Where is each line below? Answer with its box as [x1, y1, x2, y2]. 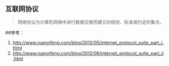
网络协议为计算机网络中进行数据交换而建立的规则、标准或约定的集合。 [17, 19, 164, 25]
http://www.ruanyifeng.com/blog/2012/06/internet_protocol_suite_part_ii [12, 50, 164, 56]
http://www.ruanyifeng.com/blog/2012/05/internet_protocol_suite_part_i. [12, 39, 164, 45]
